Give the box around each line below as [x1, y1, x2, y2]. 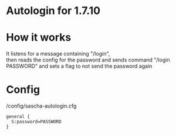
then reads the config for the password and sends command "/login [6, 57, 170, 64]
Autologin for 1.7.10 [6, 4, 101, 18]
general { [6, 114, 31, 120]
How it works [6, 31, 72, 44]
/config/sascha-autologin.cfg [6, 102, 77, 109]
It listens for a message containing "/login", [6, 50, 110, 57]
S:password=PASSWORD [11, 119, 62, 125]
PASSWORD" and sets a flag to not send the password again [6, 63, 153, 70]
